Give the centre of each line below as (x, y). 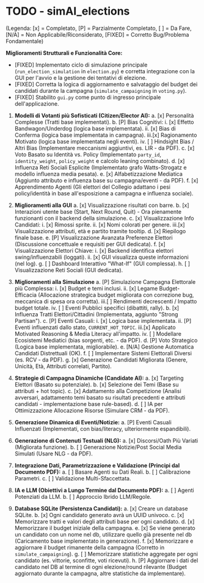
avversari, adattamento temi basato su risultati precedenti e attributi (100, 397)
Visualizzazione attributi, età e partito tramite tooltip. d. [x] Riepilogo (100, 231)
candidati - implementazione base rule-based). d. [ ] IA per (89, 404)
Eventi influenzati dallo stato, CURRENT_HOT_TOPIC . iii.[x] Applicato (95, 327)
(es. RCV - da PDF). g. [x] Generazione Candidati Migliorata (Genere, (101, 360)
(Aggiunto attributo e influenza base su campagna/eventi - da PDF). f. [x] (106, 180)
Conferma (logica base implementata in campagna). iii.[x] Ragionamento (106, 135)
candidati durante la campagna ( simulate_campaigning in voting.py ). (100, 90)
